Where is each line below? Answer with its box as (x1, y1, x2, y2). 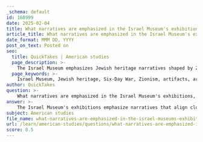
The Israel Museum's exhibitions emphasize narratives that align (17, 104, 188, 111)
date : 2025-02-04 (6, 20, 50, 26)
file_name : (6, 115, 34, 121)
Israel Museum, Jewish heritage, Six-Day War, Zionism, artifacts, (17, 76, 190, 82)
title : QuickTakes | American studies (11, 54, 110, 60)
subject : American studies (6, 110, 74, 116)
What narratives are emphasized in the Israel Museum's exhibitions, (17, 93, 196, 99)
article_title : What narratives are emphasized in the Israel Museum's (6, 31, 190, 37)
